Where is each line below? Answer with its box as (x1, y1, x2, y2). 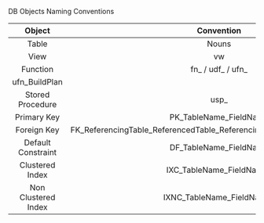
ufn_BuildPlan (12, 77, 63, 87)
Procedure (18, 99, 57, 110)
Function (20, 64, 53, 74)
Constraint (18, 147, 57, 157)
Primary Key (14, 112, 60, 122)
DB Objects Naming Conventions (8, 7, 115, 16)
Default (24, 137, 51, 148)
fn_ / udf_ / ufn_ (190, 64, 248, 74)
